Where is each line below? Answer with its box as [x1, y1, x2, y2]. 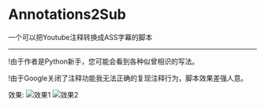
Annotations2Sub [8, 6, 126, 24]
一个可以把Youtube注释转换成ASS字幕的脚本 [8, 32, 153, 42]
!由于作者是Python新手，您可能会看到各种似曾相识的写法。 [8, 57, 200, 66]
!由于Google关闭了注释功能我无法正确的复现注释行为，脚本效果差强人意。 [8, 73, 248, 83]
